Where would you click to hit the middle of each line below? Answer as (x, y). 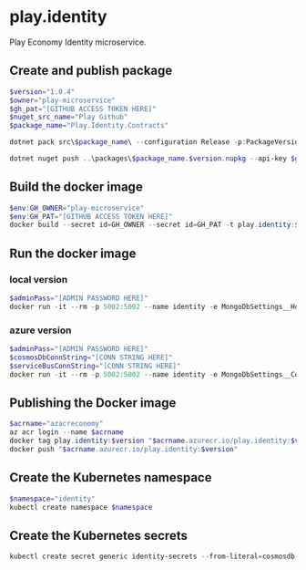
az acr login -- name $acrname (67, 432)
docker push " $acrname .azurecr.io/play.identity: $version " (124, 449)
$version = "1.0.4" (42, 92)
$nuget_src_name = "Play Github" (69, 117)
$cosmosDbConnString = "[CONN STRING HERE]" (91, 358)
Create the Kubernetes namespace (111, 477)
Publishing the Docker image (93, 403)
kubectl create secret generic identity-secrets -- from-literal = (136, 557)
